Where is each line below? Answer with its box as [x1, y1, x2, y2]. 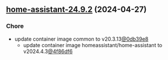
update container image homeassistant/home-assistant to [23, 41, 162, 48]
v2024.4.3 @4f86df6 [23, 48, 73, 55]
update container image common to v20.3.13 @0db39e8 [14, 35, 149, 43]
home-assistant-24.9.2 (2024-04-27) [6, 5, 147, 15]
